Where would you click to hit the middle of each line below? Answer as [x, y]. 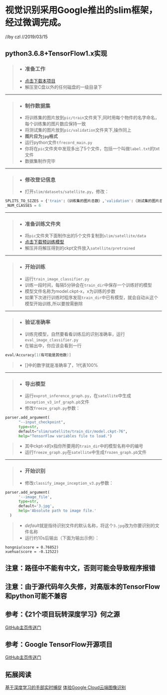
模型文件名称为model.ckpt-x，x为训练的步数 [70, 291]
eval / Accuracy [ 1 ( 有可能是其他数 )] [38, 355]
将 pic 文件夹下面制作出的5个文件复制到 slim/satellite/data [85, 236]
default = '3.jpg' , [36, 506]
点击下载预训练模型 [44, 242]
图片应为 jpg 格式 [41, 136]
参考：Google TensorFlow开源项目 [59, 644]
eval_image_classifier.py [51, 340]
